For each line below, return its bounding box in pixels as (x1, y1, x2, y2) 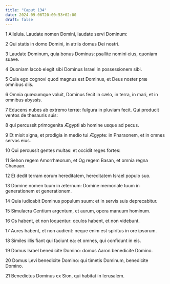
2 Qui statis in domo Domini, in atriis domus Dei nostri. (5, 41, 120, 47)
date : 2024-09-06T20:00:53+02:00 (5, 12, 77, 17)
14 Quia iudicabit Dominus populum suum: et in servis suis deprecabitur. (5, 198, 158, 204)
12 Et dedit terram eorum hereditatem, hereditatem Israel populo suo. (5, 172, 151, 179)
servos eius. (5, 138, 31, 144)
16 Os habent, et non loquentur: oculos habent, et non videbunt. (5, 218, 140, 224)
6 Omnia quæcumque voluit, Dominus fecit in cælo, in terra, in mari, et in (5, 92, 158, 98)
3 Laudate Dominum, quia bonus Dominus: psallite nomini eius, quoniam (5, 51, 158, 57)
